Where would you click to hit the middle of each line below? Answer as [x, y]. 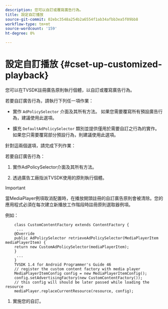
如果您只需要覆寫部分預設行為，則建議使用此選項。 [65, 135]
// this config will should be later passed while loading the [82, 282]
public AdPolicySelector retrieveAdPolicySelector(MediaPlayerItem [86, 238]
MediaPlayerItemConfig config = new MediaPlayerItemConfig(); [81, 273]
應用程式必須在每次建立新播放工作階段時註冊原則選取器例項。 [69, 204]
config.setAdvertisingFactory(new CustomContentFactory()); [78, 278]
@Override [25, 234]
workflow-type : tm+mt [28, 24]
